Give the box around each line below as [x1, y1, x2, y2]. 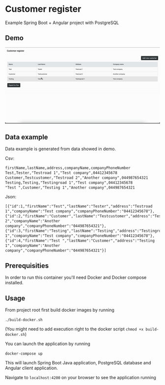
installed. [5, 280, 24, 286]
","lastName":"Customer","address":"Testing [62, 238, 155, 244]
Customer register [5, 3, 82, 15]
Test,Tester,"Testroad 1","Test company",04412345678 [5, 170, 118, 175]
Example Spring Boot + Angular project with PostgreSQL [5, 20, 119, 26]
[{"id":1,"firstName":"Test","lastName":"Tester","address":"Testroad [5, 204, 153, 209]
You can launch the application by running [5, 340, 91, 347]
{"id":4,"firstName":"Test [5, 238, 60, 244]
